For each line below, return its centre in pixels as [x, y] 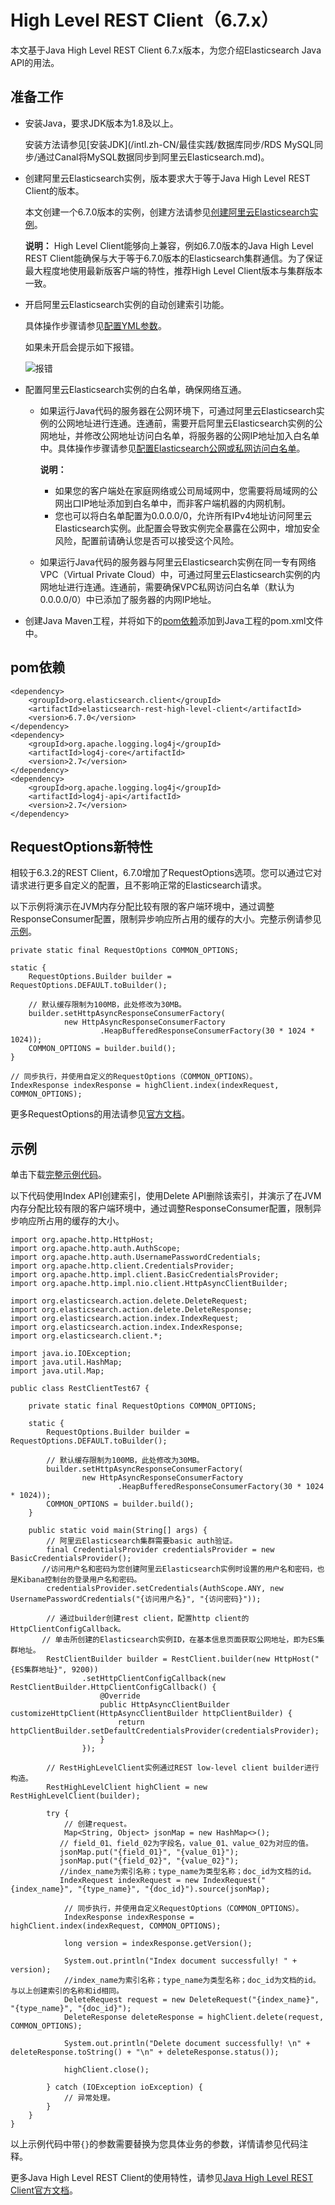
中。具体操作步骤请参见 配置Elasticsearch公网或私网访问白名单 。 [172, 448]
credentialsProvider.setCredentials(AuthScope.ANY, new [165, 1589]
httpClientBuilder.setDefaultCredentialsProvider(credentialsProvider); [165, 1731]
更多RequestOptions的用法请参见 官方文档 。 [100, 1114]
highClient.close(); [106, 2070]
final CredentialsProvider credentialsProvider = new [160, 1550]
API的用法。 [35, 62]
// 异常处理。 [89, 2098]
